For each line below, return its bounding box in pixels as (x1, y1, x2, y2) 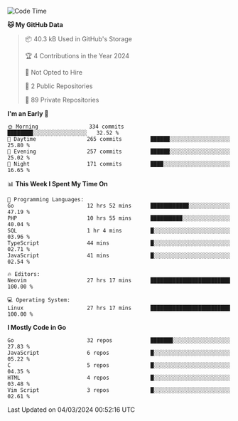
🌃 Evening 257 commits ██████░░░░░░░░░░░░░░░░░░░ (7, 148, 231, 155)
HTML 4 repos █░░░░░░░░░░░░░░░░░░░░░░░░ (7, 374, 231, 381)
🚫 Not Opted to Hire (24, 68, 83, 76)
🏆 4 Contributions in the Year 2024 (24, 52, 130, 60)
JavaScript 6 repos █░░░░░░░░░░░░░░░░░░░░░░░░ (7, 349, 231, 356)
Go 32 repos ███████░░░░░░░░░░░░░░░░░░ (7, 337, 231, 344)
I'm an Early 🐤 (7, 110, 49, 117)
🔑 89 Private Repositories (24, 96, 99, 104)
